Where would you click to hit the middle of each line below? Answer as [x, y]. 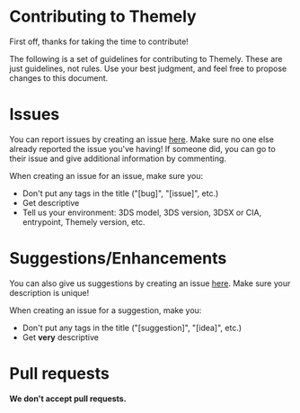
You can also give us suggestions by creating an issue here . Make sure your [150, 283]
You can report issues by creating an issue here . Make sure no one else [141, 139]
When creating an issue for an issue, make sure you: [106, 175]
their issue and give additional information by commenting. [118, 158]
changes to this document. [59, 77]
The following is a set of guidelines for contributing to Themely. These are [146, 58]
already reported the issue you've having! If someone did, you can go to [142, 148]
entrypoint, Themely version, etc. [84, 221]
